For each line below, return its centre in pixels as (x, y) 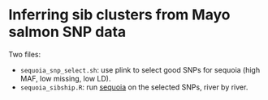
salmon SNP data (67, 32)
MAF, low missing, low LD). (65, 78)
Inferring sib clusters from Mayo (119, 15)
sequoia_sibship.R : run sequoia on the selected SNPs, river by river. (134, 87)
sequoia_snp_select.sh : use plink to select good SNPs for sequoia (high (140, 69)
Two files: (25, 54)
